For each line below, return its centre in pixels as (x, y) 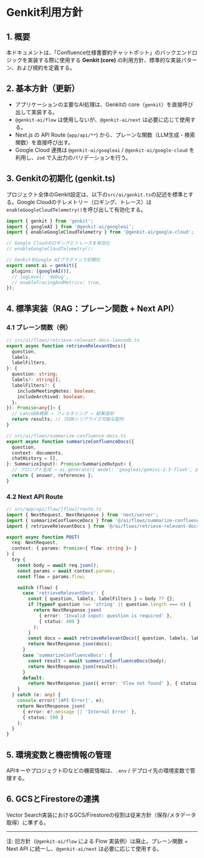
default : (33, 678)
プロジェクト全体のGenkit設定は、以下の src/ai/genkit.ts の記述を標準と (97, 194)
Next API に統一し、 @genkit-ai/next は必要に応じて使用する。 (84, 848)
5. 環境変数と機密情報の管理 (59, 754)
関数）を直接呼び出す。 (44, 142)
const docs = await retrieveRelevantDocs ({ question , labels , (108, 638)
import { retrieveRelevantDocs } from (55, 526)
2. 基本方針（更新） (43, 89)
